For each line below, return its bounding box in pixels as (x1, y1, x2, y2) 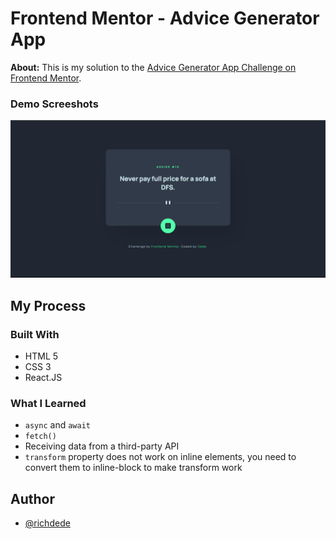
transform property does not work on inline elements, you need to (24, 451, 297, 463)
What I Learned (10, 396, 87, 410)
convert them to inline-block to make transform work (24, 462, 243, 474)
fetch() (24, 432, 57, 442)
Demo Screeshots (10, 97, 99, 111)
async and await (24, 419, 91, 431)
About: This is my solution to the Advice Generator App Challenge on (10, 61, 297, 73)
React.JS (24, 371, 63, 383)
